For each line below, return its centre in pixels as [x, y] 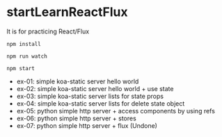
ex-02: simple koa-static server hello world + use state [95, 88]
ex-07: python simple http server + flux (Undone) [87, 125]
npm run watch [27, 56]
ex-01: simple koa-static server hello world [78, 81]
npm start [21, 68]
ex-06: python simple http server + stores [76, 118]
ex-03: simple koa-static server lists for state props [90, 96]
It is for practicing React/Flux [48, 31]
